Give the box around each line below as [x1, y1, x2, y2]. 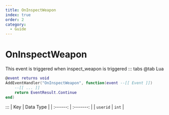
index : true [5, 12, 31, 17]
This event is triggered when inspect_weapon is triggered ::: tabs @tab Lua [5, 66, 164, 72]
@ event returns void [5, 75, 50, 81]
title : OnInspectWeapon [5, 7, 57, 13]
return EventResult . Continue [14, 90, 77, 95]
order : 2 [5, 17, 24, 22]
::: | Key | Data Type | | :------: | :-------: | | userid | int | [5, 104, 124, 110]
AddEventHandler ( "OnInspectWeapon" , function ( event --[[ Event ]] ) [5, 80, 153, 85]
